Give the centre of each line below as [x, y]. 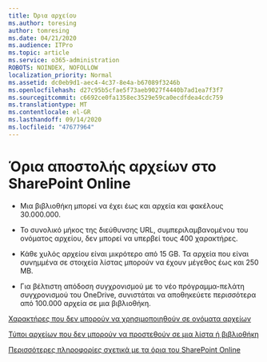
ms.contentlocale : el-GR [50, 113]
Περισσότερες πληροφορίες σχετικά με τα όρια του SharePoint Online [125, 349]
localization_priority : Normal [60, 75]
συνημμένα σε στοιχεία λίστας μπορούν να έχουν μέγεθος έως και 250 [139, 262]
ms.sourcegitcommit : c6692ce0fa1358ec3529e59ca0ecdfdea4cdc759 [116, 97]
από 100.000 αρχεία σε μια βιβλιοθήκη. [85, 303]
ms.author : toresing [43, 23]
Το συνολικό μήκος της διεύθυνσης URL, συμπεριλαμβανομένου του [134, 229]
